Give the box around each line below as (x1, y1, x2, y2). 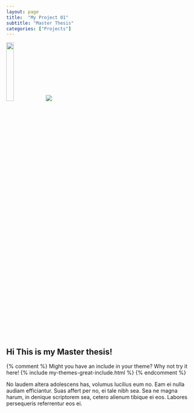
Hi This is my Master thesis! (6, 347, 113, 357)
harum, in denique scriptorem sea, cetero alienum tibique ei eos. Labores (6, 394, 188, 401)
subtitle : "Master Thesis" (6, 20, 74, 26)
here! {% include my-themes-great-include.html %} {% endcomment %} (6, 369, 187, 376)
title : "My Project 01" (6, 14, 69, 20)
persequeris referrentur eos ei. (6, 400, 83, 407)
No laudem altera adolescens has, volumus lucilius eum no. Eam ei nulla (6, 380, 185, 388)
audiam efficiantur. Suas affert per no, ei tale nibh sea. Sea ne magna (6, 387, 178, 394)
